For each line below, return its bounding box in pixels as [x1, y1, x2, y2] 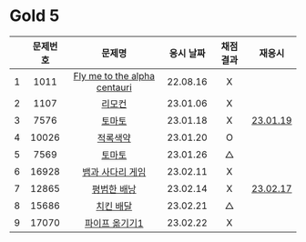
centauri [96, 81, 132, 94]
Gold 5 [9, 5, 60, 26]
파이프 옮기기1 [85, 217, 144, 229]
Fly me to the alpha [73, 69, 155, 82]
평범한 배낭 [91, 183, 137, 196]
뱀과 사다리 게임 [81, 166, 147, 178]
